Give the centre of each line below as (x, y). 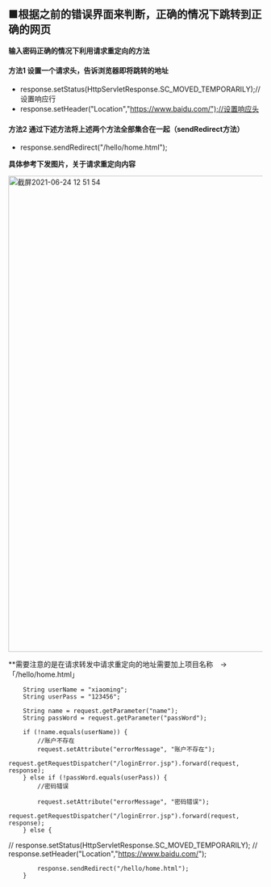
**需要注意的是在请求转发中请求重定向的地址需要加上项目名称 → (118, 665)
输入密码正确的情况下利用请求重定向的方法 (79, 50)
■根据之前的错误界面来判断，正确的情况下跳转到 (130, 15)
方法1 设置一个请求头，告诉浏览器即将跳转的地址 (89, 70)
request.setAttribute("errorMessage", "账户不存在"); (127, 750)
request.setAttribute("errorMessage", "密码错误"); (123, 802)
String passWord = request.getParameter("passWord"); (115, 718)
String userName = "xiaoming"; (75, 690)
